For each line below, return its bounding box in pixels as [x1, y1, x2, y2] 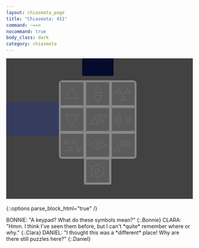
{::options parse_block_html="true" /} [6, 205, 98, 212]
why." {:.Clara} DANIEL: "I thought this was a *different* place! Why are [6, 229, 179, 236]
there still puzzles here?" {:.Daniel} [6, 236, 91, 242]
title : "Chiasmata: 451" [6, 15, 68, 22]
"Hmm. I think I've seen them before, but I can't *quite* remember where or [6, 223, 191, 230]
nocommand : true [6, 29, 46, 34]
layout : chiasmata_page [6, 10, 65, 15]
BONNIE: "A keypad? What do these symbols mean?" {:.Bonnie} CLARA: [6, 216, 182, 223]
